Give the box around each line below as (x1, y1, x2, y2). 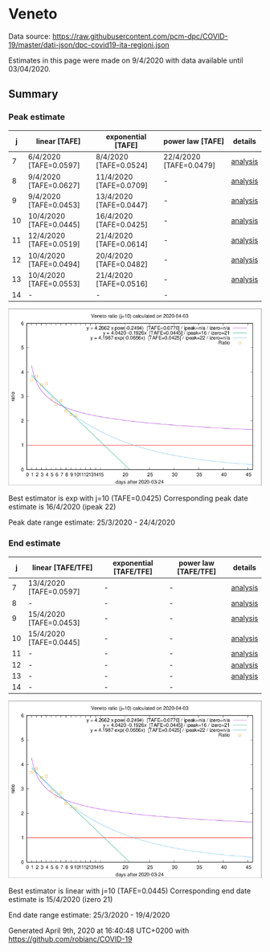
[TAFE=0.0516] (95, 279, 149, 288)
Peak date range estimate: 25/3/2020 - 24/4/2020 (8, 517, 175, 527)
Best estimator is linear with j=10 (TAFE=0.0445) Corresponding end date (8, 885, 252, 896)
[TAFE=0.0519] (27, 239, 80, 249)
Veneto (8, 5, 58, 23)
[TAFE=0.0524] (95, 161, 149, 170)
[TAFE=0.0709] (95, 180, 149, 190)
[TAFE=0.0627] (27, 180, 80, 190)
